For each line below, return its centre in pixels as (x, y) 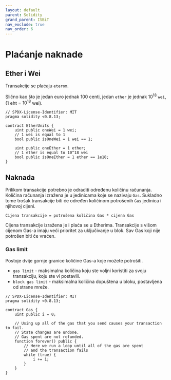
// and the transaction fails (56, 350)
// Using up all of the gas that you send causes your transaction (88, 323)
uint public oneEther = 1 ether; (50, 148)
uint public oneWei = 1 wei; (46, 130)
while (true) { (40, 355)
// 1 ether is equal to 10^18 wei (51, 153)
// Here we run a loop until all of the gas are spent (84, 346)
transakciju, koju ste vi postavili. (46, 276)
